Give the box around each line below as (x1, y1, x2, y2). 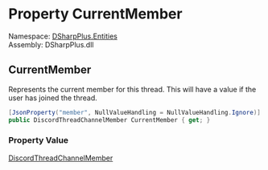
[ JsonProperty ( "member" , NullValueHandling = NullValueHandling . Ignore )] (8, 108, 262, 116)
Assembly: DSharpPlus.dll (8, 39, 94, 49)
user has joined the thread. (8, 93, 98, 103)
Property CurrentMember (8, 5, 183, 23)
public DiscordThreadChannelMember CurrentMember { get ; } (8, 115, 211, 124)
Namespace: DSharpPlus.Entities (8, 31, 118, 41)
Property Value (8, 135, 69, 146)
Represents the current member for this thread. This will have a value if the (8, 84, 257, 94)
